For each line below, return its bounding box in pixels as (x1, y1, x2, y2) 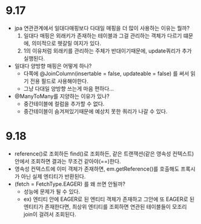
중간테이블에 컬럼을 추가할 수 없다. (23, 100, 105, 107)
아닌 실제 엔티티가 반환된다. (21, 173, 86, 180)
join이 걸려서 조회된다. (23, 210, 76, 218)
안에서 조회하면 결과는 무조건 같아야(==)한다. (14, 157, 122, 165)
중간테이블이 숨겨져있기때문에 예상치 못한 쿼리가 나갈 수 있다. (23, 107, 168, 115)
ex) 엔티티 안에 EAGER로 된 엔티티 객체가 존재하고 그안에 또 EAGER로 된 (23, 195, 195, 203)
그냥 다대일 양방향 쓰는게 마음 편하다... (23, 85, 114, 92)
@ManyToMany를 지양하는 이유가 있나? (14, 92, 110, 100)
